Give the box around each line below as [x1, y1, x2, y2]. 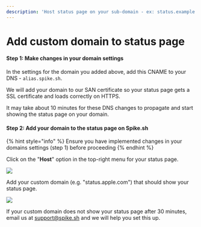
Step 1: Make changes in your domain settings [6, 55, 124, 62]
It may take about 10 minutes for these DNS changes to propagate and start [6, 104, 194, 112]
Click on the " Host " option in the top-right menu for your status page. [6, 156, 179, 163]
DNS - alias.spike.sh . [6, 74, 63, 82]
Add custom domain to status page [6, 34, 185, 48]
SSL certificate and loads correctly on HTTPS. [6, 92, 120, 100]
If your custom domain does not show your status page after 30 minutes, [6, 208, 187, 215]
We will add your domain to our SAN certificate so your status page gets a [6, 86, 190, 94]
